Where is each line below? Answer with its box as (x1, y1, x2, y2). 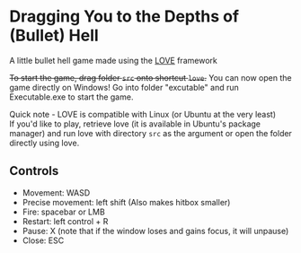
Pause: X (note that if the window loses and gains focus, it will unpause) (22, 225, 289, 236)
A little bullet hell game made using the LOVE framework (9, 55, 217, 65)
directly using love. (9, 137, 80, 148)
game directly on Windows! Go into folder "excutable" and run (9, 82, 240, 92)
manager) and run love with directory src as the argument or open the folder (9, 127, 292, 138)
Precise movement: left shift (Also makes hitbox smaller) (22, 196, 231, 207)
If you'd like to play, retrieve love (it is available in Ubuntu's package (9, 118, 261, 129)
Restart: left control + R (22, 215, 109, 226)
